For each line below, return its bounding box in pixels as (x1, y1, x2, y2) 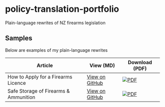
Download (127, 59, 152, 66)
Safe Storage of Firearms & (7, 87, 70, 94)
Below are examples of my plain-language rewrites (5, 47, 108, 53)
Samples (5, 34, 33, 42)
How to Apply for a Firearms (7, 73, 73, 80)
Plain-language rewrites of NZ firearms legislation (5, 20, 106, 26)
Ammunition (7, 94, 36, 101)
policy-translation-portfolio (5, 3, 119, 15)
